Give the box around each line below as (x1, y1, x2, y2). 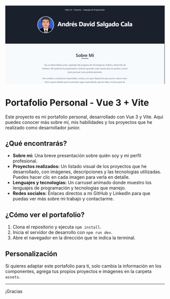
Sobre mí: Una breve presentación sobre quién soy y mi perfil (12, 153, 142, 159)
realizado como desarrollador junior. (5, 124, 81, 130)
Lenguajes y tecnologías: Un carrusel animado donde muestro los (12, 180, 152, 186)
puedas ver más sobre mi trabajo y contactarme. (12, 196, 114, 202)
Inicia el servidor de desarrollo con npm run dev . (12, 229, 113, 236)
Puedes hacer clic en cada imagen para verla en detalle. (12, 174, 130, 180)
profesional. (12, 158, 38, 164)
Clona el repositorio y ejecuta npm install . (12, 224, 102, 230)
